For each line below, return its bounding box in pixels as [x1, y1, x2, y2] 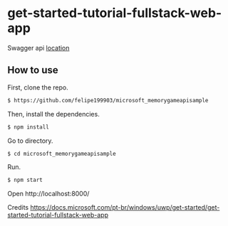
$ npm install [7, 123, 50, 131]
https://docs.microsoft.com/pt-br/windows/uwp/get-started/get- [30, 203, 220, 212]
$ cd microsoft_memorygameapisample [7, 150, 116, 157]
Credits [7, 203, 29, 212]
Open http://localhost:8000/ [7, 190, 90, 198]
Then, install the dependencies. [7, 109, 100, 118]
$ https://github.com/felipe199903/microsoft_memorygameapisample [7, 97, 209, 104]
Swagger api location [7, 43, 70, 52]
